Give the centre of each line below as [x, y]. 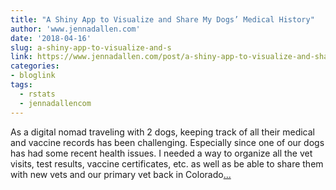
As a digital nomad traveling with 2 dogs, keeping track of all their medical [163, 132]
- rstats [37, 94]
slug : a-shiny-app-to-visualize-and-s [91, 47]
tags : [21, 85]
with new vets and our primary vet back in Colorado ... [121, 174]
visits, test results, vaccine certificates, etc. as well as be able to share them [167, 163]
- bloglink [33, 76]
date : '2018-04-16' [51, 38]
